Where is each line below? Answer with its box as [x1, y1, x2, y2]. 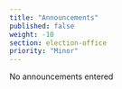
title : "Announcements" [9, 13, 99, 22]
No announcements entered [9, 71, 114, 82]
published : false [9, 22, 75, 31]
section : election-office [9, 38, 107, 48]
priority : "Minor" [9, 47, 79, 56]
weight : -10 [9, 30, 54, 39]
